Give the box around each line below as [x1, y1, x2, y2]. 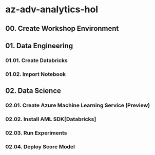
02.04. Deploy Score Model [5, 143, 75, 150]
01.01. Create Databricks [5, 56, 68, 64]
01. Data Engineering [5, 41, 73, 50]
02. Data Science [5, 86, 62, 95]
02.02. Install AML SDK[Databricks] [5, 115, 96, 123]
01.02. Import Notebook [5, 70, 66, 77]
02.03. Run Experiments [5, 129, 67, 137]
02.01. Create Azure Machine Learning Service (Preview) [5, 102, 150, 109]
